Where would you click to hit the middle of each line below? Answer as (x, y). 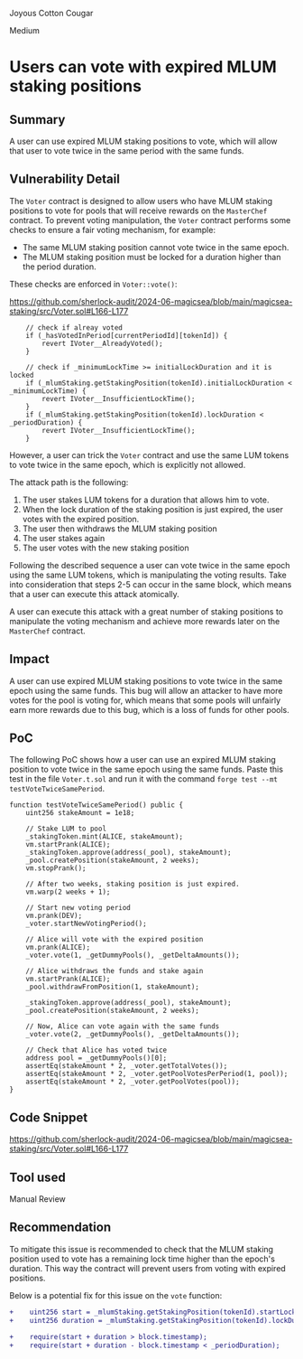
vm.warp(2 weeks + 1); (68, 892)
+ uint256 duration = (56, 1320)
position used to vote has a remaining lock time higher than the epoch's (142, 1259)
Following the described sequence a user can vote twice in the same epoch (150, 565)
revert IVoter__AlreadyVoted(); (103, 343)
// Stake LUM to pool (66, 829)
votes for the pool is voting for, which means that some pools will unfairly (145, 700)
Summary (37, 120)
